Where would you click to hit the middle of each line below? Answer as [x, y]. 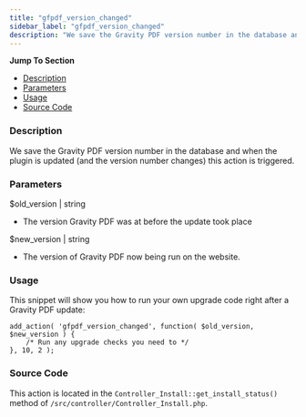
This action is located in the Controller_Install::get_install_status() [143, 393]
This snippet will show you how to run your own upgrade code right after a [149, 300]
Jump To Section [42, 61]
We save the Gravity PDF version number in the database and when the [143, 150]
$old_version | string [48, 203]
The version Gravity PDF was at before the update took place [137, 221]
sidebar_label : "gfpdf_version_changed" [87, 26]
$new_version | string [50, 239]
